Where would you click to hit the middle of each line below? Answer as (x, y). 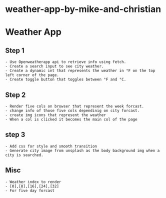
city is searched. (24, 155)
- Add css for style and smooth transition (51, 146)
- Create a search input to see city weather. (54, 66)
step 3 (15, 135)
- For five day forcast (30, 190)
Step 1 (15, 50)
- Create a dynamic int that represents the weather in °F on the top (80, 71)
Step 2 (15, 95)
